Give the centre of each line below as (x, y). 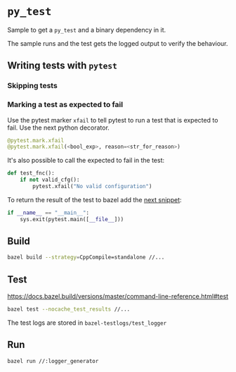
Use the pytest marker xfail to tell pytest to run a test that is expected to (113, 120)
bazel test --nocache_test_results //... (69, 309)
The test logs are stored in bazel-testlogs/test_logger (87, 323)
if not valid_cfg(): (50, 180)
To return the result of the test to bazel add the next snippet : (94, 199)
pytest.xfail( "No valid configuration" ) (92, 187)
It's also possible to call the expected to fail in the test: (86, 161)
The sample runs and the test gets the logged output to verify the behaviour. (118, 43)
